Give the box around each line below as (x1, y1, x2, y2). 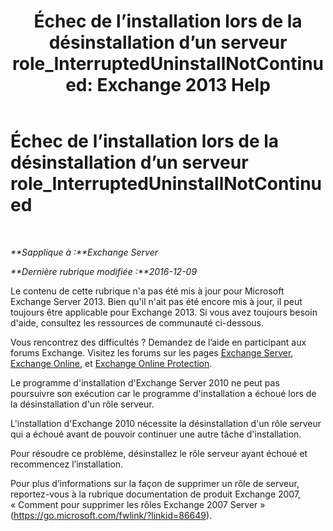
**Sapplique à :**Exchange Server (10, 246, 159, 258)
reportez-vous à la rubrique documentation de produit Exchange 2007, (10, 488, 302, 500)
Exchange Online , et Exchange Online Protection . (10, 357, 213, 369)
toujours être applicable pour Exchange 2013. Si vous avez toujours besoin (10, 306, 318, 318)
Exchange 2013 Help (96, 74, 271, 97)
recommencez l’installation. (10, 458, 124, 470)
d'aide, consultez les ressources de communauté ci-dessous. (10, 316, 265, 329)
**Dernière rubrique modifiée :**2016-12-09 (10, 265, 198, 277)
